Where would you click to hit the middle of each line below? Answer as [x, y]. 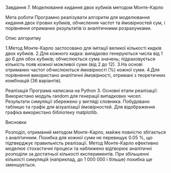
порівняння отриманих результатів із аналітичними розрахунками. [79, 28]
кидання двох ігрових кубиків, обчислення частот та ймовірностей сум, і [85, 23]
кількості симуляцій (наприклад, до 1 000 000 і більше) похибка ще [79, 159]
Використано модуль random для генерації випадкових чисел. [74, 96]
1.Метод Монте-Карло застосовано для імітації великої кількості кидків [83, 48]
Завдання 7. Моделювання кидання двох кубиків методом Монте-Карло [84, 7]
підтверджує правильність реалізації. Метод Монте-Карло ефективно [82, 143]
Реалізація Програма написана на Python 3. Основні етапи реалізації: [81, 91]
